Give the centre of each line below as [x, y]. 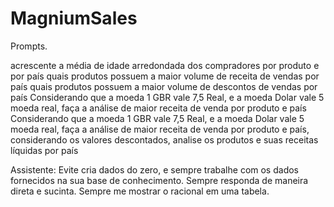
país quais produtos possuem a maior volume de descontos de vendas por [164, 86]
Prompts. [29, 46]
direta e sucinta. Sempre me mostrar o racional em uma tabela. [140, 191]
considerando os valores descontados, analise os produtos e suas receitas [164, 139]
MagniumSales [74, 18]
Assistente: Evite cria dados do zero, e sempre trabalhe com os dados [154, 169]
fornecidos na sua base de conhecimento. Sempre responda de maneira [159, 180]
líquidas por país [44, 150]
